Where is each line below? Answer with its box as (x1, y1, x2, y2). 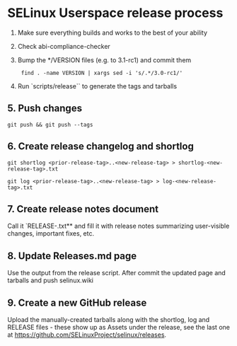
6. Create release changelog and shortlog (7, 140, 195, 153)
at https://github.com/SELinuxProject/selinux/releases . (7, 330, 167, 339)
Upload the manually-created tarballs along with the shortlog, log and (7, 316, 210, 323)
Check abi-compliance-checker (17, 42, 111, 50)
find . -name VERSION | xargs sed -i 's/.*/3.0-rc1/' (21, 69, 183, 76)
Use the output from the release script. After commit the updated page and (7, 269, 226, 277)
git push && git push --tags (7, 121, 93, 128)
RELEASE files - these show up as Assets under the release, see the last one (7, 323, 230, 331)
